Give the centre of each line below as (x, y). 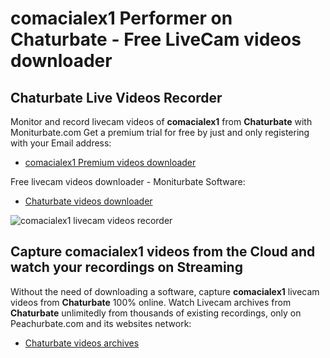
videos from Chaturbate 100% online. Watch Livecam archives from (151, 302)
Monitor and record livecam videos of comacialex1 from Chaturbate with (161, 121)
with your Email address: (61, 143)
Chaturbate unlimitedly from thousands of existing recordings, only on (156, 313)
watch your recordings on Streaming (126, 267)
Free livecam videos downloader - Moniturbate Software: (128, 181)
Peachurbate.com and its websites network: (101, 323)
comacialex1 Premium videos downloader (110, 162)
